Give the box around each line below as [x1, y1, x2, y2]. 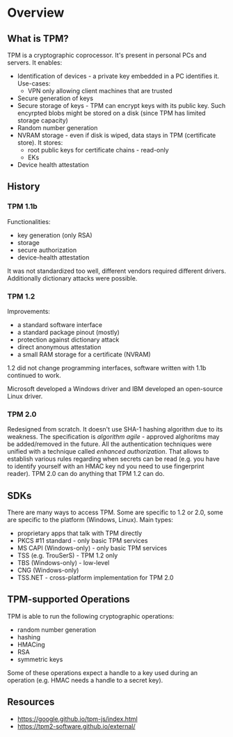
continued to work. [7, 371, 61, 379]
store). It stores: [17, 138, 63, 147]
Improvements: [7, 307, 51, 315]
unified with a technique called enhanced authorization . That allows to [7, 447, 209, 456]
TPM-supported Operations [7, 594, 130, 605]
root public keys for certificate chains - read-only [27, 146, 169, 154]
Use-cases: [17, 79, 51, 88]
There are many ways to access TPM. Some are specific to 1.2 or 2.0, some [7, 508, 224, 516]
